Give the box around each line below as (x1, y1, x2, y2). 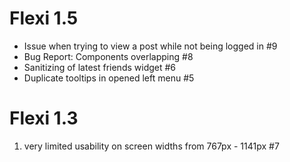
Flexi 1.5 (9, 7, 79, 30)
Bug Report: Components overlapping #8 (23, 50, 194, 62)
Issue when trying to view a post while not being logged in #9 (23, 40, 278, 52)
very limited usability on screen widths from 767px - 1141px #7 (23, 140, 280, 152)
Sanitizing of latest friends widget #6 (23, 61, 177, 73)
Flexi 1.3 (9, 107, 79, 130)
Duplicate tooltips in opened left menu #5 (23, 72, 195, 84)
